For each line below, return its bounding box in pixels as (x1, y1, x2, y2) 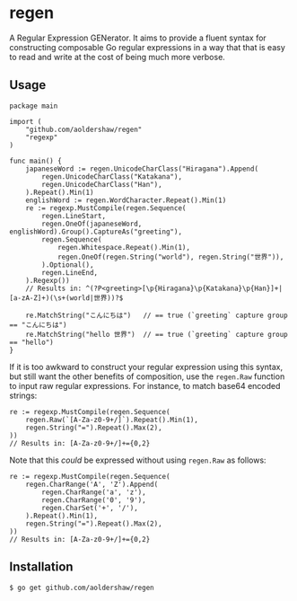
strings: (9, 390, 38, 401)
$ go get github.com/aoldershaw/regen (9, 583, 154, 592)
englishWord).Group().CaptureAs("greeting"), (9, 227, 182, 236)
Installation (9, 560, 74, 575)
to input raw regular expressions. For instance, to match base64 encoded (9, 380, 281, 391)
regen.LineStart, (41, 211, 106, 220)
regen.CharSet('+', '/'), (41, 503, 139, 512)
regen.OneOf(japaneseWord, (41, 219, 143, 228)
